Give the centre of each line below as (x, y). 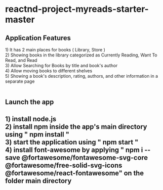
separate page (20, 81)
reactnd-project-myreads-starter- (77, 9)
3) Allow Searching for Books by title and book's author (61, 66)
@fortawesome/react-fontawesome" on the (75, 173)
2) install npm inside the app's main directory (76, 126)
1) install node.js (31, 119)
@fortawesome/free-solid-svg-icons (64, 165)
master (20, 20)
